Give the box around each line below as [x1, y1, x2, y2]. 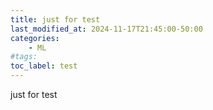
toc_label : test [10, 61, 78, 71]
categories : [10, 33, 60, 43]
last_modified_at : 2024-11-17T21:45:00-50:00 [10, 24, 203, 34]
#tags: [10, 52, 38, 62]
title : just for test [10, 14, 101, 25]
